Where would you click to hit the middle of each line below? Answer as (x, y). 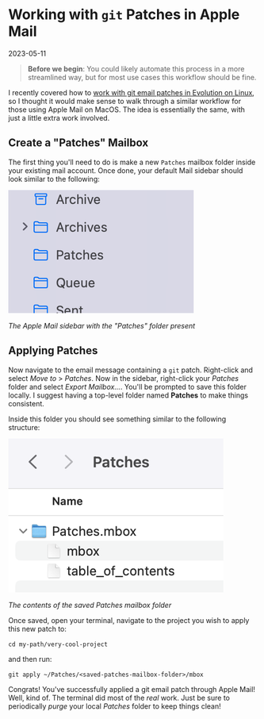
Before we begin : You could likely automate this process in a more (136, 68)
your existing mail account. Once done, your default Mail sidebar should (126, 170)
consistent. (27, 403)
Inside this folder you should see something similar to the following (117, 419)
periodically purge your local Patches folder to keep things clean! (115, 706)
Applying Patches (53, 351)
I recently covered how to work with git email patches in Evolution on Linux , (132, 92)
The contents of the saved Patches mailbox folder (90, 605)
